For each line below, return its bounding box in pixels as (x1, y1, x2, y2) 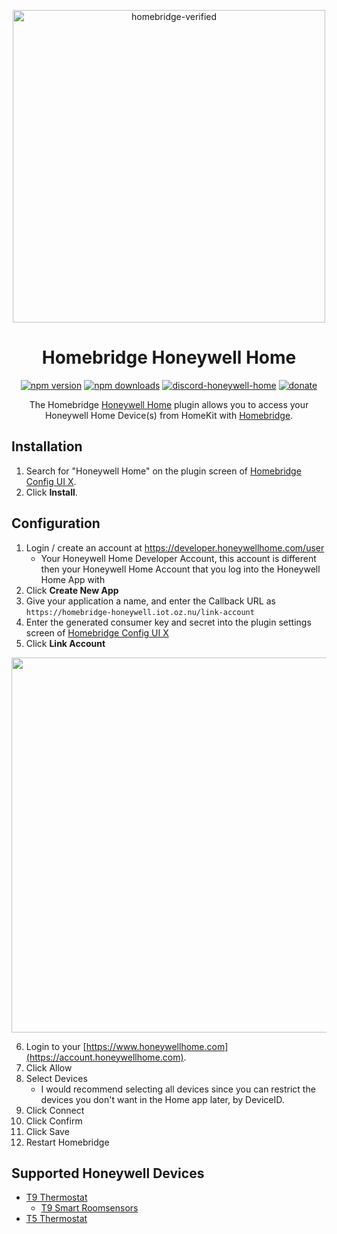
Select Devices (25, 1072, 88, 1084)
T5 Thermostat (25, 1213, 88, 1225)
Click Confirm (25, 1115, 83, 1127)
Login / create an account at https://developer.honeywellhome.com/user (25, 541, 325, 554)
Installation (11, 438, 83, 455)
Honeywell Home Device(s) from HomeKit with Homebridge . (44, 409, 294, 421)
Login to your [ (25, 1040, 87, 1052)
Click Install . (25, 486, 78, 498)
